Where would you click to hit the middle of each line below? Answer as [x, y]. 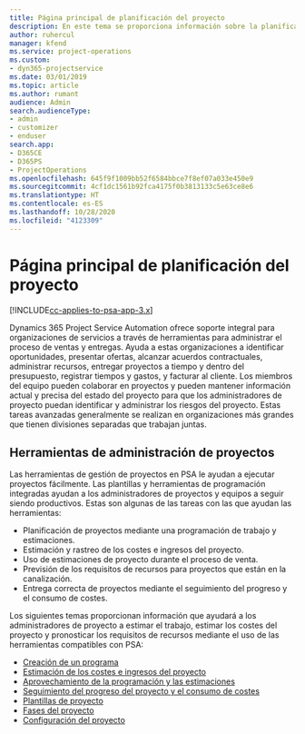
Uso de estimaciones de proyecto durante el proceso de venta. [140, 560]
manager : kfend [38, 43]
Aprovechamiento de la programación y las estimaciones [129, 681]
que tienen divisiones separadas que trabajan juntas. [108, 424]
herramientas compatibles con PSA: [76, 645]
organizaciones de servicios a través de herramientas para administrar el [146, 337]
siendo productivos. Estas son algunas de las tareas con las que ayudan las [151, 503]
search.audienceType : [50, 111]
